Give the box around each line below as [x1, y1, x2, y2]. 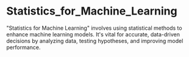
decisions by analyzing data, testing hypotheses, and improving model [6, 37, 184, 44]
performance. [6, 44, 41, 51]
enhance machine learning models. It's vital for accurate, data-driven [6, 30, 180, 38]
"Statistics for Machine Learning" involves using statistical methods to [6, 24, 182, 32]
